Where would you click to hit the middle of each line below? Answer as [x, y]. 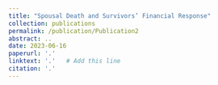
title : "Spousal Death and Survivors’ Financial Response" [110, 16]
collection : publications [52, 23]
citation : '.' [32, 69]
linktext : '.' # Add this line [65, 62]
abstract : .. [30, 38]
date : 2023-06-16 [38, 46]
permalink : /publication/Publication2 [73, 31]
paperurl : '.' [32, 53]
